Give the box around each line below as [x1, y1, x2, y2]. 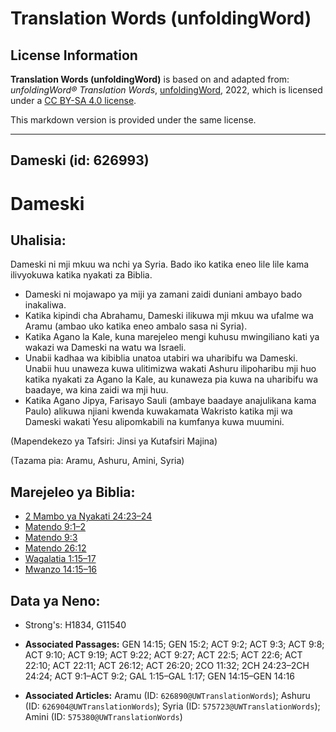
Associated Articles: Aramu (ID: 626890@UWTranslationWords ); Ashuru [24, 690, 311, 702]
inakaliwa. [24, 299, 67, 311]
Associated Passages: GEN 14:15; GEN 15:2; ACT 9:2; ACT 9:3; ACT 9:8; [24, 638, 325, 651]
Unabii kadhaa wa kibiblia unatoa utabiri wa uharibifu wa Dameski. [24, 352, 298, 364]
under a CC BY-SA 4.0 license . [10, 95, 137, 106]
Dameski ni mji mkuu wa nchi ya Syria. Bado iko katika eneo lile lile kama [10, 258, 310, 271]
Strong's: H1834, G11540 [24, 619, 127, 631]
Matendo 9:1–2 [24, 521, 87, 533]
